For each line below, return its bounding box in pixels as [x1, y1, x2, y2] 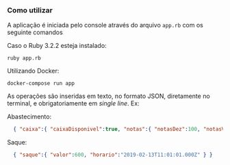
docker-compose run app [7, 80, 75, 87]
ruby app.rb [7, 55, 41, 62]
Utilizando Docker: [7, 67, 60, 75]
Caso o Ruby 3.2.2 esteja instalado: [7, 42, 107, 50]
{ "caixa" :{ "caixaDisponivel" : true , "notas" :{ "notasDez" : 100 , [13, 126, 201, 133]
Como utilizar [7, 5, 53, 15]
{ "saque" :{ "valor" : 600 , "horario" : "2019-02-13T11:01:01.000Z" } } [13, 151, 213, 159]
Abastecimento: [7, 112, 52, 121]
